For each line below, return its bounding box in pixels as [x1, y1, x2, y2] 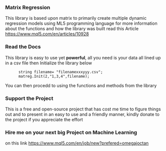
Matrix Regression [5, 4, 51, 11]
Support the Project [5, 95, 54, 101]
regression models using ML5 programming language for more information [5, 20, 158, 26]
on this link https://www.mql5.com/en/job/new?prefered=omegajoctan [5, 140, 149, 146]
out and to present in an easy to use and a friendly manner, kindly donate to [5, 111, 160, 117]
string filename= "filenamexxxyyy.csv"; [18, 69, 103, 74]
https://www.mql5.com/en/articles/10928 [5, 31, 89, 37]
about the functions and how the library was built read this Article [5, 26, 139, 32]
